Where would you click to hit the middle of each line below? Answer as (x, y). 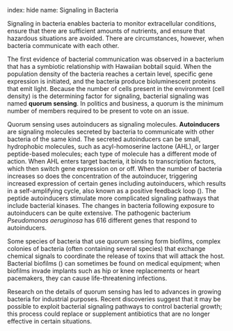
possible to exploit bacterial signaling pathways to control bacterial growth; (115, 306)
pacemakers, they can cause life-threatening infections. (87, 278)
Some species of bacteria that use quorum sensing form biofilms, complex (114, 241)
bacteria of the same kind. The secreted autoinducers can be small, (104, 139)
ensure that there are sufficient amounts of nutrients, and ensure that (106, 31)
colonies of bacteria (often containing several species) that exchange (106, 249)
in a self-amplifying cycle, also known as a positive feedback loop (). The (112, 191)
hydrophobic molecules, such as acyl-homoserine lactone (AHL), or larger (113, 146)
